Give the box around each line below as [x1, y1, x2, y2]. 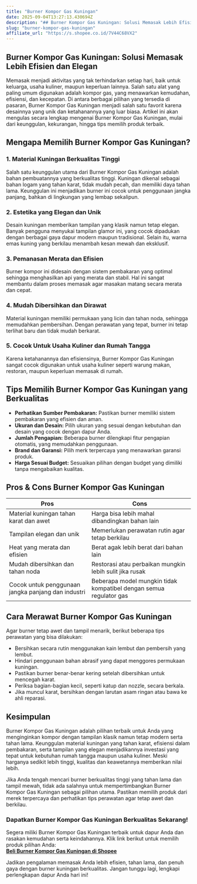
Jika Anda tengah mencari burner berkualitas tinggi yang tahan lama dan [6, 776, 182, 783]
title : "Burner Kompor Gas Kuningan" [6, 8, 98, 15]
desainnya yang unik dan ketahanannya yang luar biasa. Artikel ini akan [6, 108, 179, 115]
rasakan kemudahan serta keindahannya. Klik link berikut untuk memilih [6, 835, 179, 842]
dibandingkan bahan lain [91, 517, 159, 525]
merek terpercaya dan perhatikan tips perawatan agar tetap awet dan [6, 795, 174, 802]
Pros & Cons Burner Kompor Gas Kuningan [6, 482, 165, 493]
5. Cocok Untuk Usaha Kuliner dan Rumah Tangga [6, 341, 151, 350]
